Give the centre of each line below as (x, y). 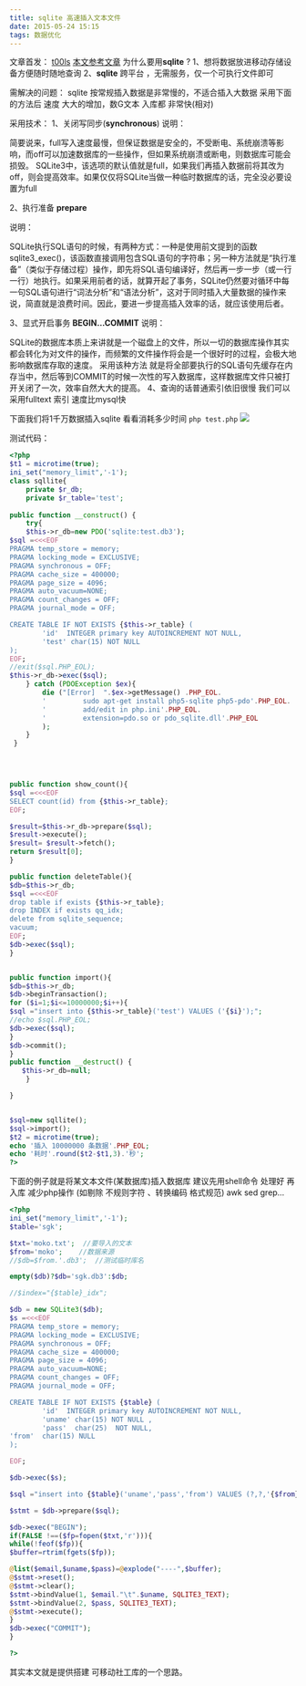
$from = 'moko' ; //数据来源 (62, 1252)
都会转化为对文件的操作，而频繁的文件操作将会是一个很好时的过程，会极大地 (153, 354)
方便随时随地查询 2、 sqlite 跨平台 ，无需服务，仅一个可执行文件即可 (145, 73)
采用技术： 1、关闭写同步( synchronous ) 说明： (98, 123)
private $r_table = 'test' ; (75, 498)
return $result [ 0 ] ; (46, 852)
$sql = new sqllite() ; (49, 1120)
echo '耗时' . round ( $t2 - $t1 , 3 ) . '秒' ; (77, 1154)
